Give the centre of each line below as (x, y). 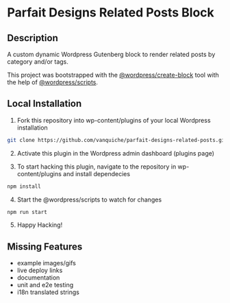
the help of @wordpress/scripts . (52, 82)
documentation (38, 278)
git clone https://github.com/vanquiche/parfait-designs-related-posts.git (117, 140)
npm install (24, 186)
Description (33, 38)
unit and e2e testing (45, 285)
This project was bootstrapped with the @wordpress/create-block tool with (113, 75)
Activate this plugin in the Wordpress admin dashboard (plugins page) (115, 153)
